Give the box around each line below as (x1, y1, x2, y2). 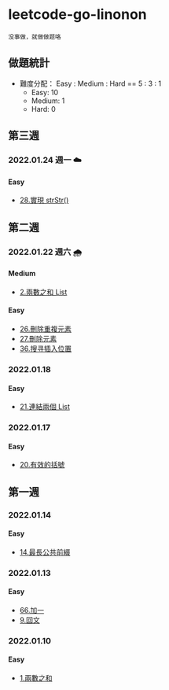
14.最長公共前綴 (19, 547, 71, 556)
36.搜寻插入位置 (19, 344, 72, 353)
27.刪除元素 (19, 334, 57, 343)
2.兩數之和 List (19, 287, 68, 297)
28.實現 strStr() (19, 195, 69, 205)
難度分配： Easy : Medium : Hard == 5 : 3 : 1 (19, 79, 162, 88)
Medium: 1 (31, 96, 65, 105)
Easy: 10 (31, 87, 59, 97)
